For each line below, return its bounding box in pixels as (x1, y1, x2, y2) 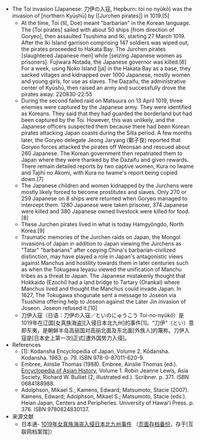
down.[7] (21, 175, 44, 183)
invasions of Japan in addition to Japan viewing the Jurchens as (21, 240, 182, 247)
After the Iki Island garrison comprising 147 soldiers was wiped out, (21, 39, 189, 46)
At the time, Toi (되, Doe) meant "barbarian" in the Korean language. (21, 19, 191, 26)
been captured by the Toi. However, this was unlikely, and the (21, 116, 175, 123)
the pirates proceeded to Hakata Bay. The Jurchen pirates (21, 45, 166, 53)
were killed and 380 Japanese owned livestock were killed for (21, 208, 176, 215)
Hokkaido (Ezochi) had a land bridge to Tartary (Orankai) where (21, 278, 180, 286)
